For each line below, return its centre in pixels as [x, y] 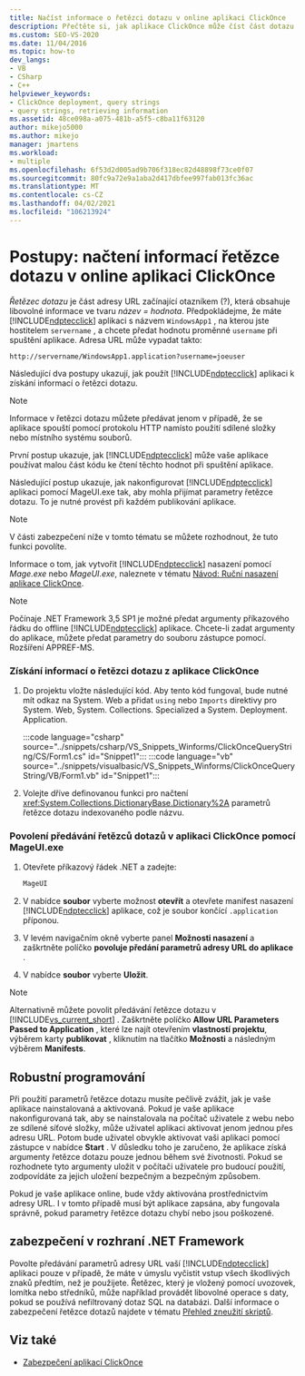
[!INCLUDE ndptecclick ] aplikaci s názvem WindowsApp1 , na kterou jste [139, 320]
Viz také [33, 1340]
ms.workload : [34, 152]
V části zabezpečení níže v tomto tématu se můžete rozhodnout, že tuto [144, 536]
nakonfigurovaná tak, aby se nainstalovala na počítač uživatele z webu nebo [152, 1118]
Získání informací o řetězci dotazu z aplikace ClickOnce [134, 671]
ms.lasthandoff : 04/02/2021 [63, 204]
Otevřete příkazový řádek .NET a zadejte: [99, 867]
